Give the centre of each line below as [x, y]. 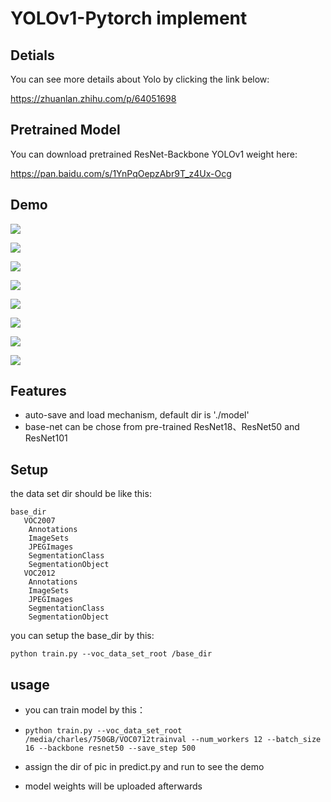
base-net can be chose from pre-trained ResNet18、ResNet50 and [162, 427]
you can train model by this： [85, 710]
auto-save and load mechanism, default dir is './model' [137, 415]
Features [38, 391]
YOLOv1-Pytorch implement [129, 18]
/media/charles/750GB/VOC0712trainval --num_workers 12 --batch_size [173, 740]
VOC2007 [39, 521]
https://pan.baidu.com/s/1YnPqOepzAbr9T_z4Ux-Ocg [121, 173]
